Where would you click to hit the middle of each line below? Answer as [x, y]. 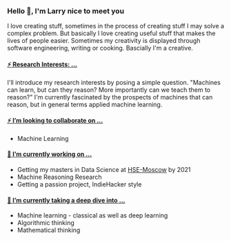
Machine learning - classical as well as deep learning [92, 215]
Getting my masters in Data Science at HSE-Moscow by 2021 [104, 169]
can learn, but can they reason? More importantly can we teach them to [109, 90]
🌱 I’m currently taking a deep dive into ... [66, 200]
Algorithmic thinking [46, 223]
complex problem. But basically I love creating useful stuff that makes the [111, 33]
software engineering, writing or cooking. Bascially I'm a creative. [100, 48]
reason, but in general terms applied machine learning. [85, 104]
